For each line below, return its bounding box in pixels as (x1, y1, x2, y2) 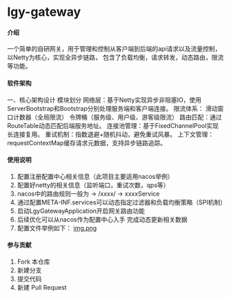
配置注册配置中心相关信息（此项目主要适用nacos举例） (17, 172, 174, 180)
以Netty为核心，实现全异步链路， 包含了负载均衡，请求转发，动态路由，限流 (7, 53, 224, 62)
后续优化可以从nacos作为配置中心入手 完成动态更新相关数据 (17, 215, 188, 224)
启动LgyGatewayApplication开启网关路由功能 (17, 206, 145, 215)
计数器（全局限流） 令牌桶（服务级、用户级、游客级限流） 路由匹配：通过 (12, 113, 222, 121)
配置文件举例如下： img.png (17, 224, 97, 232)
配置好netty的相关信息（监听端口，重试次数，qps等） (17, 180, 170, 189)
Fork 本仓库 (17, 257, 50, 266)
